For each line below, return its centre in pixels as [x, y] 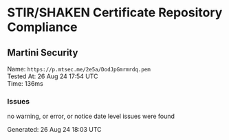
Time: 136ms [25, 83]
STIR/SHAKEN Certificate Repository [115, 13]
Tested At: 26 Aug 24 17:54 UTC [53, 76]
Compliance [42, 27]
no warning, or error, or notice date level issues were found [91, 116]
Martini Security [43, 52]
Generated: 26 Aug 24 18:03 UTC [54, 130]
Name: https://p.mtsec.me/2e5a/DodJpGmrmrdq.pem [79, 69]
